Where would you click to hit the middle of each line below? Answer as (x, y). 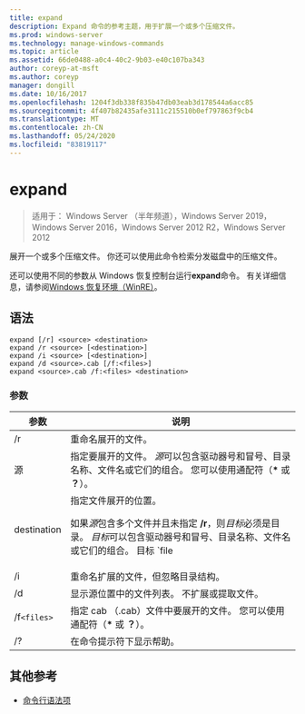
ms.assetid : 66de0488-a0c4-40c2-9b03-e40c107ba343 (107, 60)
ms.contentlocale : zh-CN (56, 128)
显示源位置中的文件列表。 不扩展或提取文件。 (167, 593)
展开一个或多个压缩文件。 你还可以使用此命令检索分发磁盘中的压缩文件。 (146, 256)
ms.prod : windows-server (56, 35)
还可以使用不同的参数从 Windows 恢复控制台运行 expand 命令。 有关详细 (144, 275)
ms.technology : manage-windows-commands (87, 43)
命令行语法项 (46, 699)
